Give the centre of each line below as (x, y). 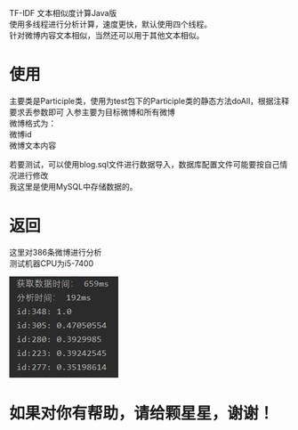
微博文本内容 (32, 145)
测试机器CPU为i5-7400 (52, 263)
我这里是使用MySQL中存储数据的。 (73, 186)
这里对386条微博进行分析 (56, 252)
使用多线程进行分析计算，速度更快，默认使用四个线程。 (110, 24)
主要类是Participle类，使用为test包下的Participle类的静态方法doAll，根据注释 (149, 101)
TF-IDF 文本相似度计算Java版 (63, 13)
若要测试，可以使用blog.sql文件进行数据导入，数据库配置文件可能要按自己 (145, 164)
